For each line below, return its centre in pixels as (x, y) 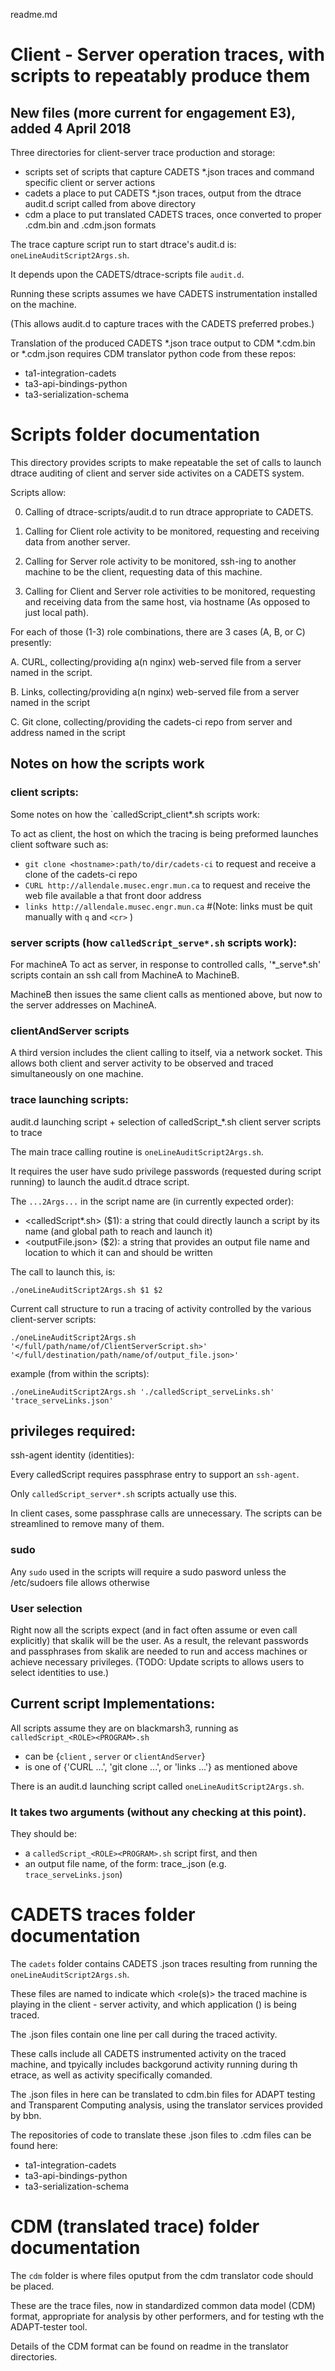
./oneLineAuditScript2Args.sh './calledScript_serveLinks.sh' (142, 1392)
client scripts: (45, 792)
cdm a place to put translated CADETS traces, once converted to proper (173, 214)
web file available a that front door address (113, 895)
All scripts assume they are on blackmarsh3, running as (124, 1728)
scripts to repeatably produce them (160, 76)
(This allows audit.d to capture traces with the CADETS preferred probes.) (162, 323)
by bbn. (26, 2115)
